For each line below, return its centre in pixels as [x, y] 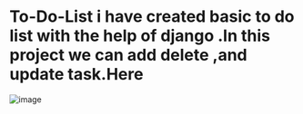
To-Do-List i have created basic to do [152, 17]
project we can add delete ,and [128, 55]
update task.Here [76, 75]
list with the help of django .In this [140, 36]
